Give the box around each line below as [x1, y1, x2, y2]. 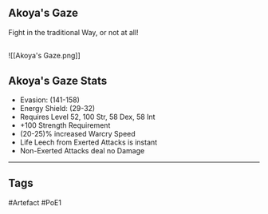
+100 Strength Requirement [19, 121, 111, 130]
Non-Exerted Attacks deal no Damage [19, 146, 145, 156]
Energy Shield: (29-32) [19, 104, 96, 113]
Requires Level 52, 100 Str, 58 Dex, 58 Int [19, 112, 156, 122]
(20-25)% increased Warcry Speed [19, 129, 136, 139]
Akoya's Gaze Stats [8, 73, 108, 87]
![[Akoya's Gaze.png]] [8, 51, 81, 61]
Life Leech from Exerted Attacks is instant [19, 137, 158, 147]
